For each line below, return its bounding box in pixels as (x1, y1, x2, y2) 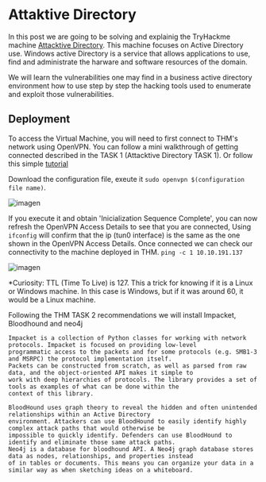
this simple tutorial (8, 159, 69, 168)
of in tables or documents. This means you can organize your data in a (8, 459, 254, 467)
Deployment (8, 113, 71, 126)
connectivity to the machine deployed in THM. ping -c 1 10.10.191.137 (8, 247, 244, 256)
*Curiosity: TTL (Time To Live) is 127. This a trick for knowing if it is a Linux (8, 278, 253, 287)
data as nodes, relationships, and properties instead (8, 452, 194, 460)
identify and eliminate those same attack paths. (8, 438, 176, 446)
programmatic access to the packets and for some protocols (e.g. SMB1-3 (8, 348, 258, 356)
